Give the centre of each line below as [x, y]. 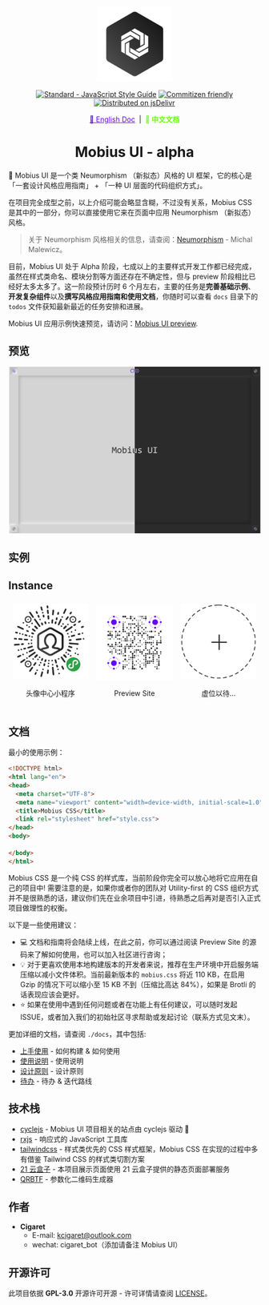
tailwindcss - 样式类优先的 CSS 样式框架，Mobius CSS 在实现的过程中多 [139, 1149]
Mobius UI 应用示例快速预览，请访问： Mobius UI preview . [103, 323]
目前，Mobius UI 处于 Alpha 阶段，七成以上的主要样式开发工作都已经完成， [132, 266]
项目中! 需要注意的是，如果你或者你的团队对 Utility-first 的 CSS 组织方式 [140, 888]
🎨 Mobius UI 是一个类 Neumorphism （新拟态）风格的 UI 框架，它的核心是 [130, 175]
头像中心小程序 [50, 693]
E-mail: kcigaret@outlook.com [82, 1235]
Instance [31, 586]
